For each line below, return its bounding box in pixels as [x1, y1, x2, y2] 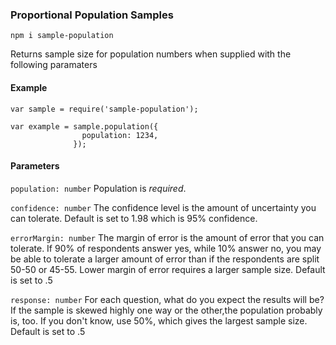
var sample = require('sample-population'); [10, 104, 199, 114]
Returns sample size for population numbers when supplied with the [10, 48, 292, 60]
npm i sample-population [10, 31, 114, 41]
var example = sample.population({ [10, 121, 159, 132]
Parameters [10, 160, 60, 172]
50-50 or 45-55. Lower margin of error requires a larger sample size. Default [10, 263, 326, 275]
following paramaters [10, 59, 98, 71]
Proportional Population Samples [10, 8, 174, 22]
